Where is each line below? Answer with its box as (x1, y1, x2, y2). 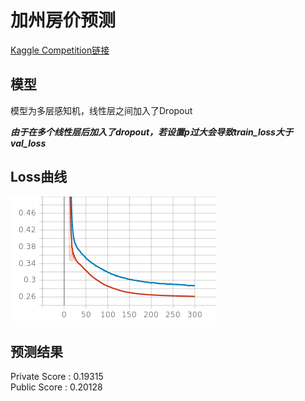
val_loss (10, 137, 47, 149)
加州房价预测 (10, 9, 117, 32)
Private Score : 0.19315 (10, 371, 104, 383)
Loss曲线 (10, 169, 68, 186)
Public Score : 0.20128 (10, 381, 103, 393)
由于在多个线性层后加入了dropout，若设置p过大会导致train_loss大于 (10, 126, 293, 138)
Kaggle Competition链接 (10, 44, 110, 56)
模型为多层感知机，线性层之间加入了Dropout (10, 104, 193, 116)
